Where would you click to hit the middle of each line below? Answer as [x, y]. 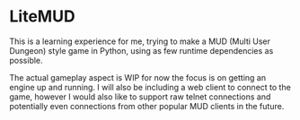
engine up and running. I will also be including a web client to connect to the [150, 87]
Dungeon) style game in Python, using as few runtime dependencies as [141, 50]
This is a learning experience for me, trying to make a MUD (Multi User [140, 41]
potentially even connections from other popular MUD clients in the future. [147, 106]
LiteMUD [42, 17]
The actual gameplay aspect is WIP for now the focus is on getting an [138, 77]
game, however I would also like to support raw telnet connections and [140, 97]
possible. [26, 60]
